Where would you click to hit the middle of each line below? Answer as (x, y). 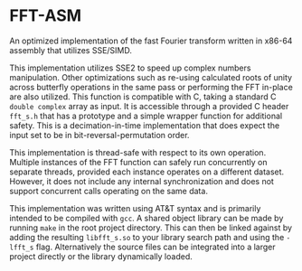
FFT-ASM (46, 16)
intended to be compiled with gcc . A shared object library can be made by (146, 218)
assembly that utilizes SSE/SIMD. (71, 50)
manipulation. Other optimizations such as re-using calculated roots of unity (151, 77)
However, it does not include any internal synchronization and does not (142, 181)
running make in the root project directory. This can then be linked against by (151, 228)
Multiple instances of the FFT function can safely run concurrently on (138, 162)
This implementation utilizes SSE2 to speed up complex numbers (130, 68)
